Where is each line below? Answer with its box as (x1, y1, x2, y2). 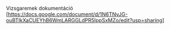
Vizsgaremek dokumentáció (6, 5, 73, 11)
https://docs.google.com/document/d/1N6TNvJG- (8, 11, 128, 18)
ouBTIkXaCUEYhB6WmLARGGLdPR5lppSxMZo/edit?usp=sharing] (6, 17, 165, 23)
